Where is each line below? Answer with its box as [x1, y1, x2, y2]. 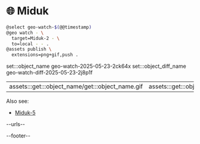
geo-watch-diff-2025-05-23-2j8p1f [6, 69, 93, 76]
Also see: [6, 98, 29, 105]
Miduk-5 [14, 109, 36, 117]
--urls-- [6, 121, 26, 128]
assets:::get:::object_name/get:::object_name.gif [9, 82, 143, 90]
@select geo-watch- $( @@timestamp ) [6, 24, 92, 30]
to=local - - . [11, 40, 49, 47]
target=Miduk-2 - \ [11, 35, 60, 41]
